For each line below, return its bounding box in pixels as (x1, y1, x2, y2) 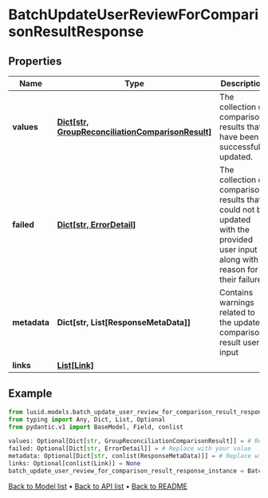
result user (219, 337, 260, 348)
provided (219, 234, 254, 245)
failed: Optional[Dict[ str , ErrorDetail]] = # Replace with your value (8, 445, 251, 453)
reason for (219, 264, 258, 275)
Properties (8, 54, 62, 68)
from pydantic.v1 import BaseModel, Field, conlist (8, 423, 183, 431)
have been (219, 132, 259, 142)
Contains (219, 287, 254, 298)
